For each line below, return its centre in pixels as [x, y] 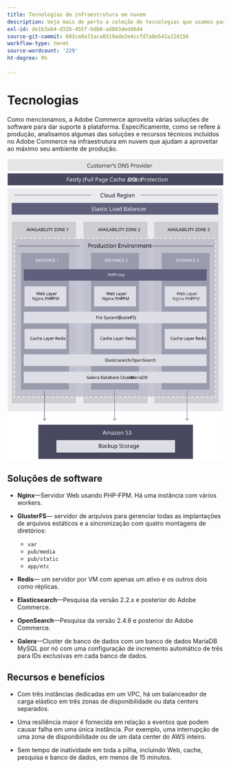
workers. [30, 502]
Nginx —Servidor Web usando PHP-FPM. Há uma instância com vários [117, 495]
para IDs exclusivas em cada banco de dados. [82, 655]
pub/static [43, 559]
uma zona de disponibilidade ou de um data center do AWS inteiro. [112, 736]
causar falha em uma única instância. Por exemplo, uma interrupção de [118, 729]
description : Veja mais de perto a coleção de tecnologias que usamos [110, 22]
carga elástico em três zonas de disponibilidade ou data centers [108, 701]
